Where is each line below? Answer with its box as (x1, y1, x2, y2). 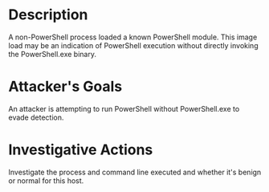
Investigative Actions (8, 141, 153, 159)
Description (8, 6, 88, 24)
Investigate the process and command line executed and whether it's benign (8, 167, 262, 177)
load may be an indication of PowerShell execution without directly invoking (8, 40, 259, 50)
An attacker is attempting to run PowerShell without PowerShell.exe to (8, 104, 240, 113)
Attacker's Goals (8, 78, 123, 96)
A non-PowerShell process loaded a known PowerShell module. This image (8, 32, 258, 42)
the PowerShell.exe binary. (8, 49, 96, 59)
